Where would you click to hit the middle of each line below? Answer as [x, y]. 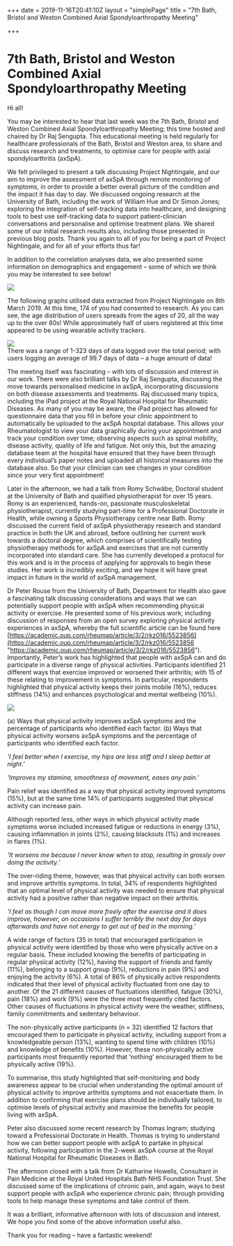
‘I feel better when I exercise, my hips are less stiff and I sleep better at [109, 756]
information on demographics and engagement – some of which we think [112, 267]
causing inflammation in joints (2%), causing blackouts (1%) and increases [114, 834]
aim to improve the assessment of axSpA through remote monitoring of [109, 179]
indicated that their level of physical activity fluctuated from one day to [109, 984]
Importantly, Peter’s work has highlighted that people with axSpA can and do [117, 657]
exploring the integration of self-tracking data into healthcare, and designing [116, 209]
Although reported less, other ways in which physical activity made [103, 819]
